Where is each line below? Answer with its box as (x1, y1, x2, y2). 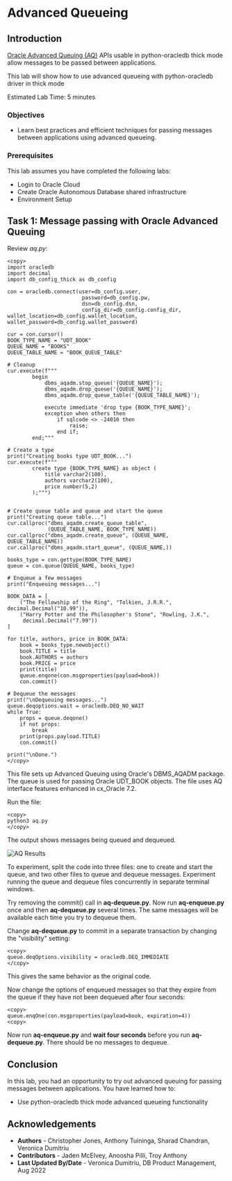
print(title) (19, 666, 58, 673)
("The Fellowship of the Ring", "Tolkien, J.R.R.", (19, 599, 172, 607)
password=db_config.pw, (81, 295, 151, 302)
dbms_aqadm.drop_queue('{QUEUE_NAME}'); (44, 386, 163, 393)
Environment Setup (17, 195, 73, 203)
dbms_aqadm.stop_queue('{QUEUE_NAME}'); (44, 380, 163, 387)
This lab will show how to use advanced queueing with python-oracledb (7, 72, 213, 80)
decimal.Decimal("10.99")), (7, 605, 89, 612)
